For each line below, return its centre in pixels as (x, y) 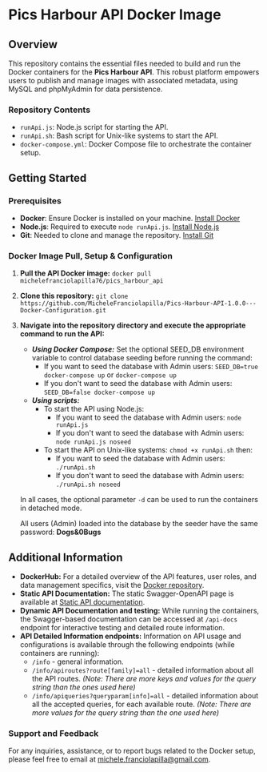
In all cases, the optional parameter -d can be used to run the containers (139, 500)
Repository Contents (49, 110)
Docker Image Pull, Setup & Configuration (91, 255)
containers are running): (60, 653)
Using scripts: (56, 400)
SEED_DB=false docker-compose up (100, 393)
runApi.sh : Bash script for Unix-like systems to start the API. (119, 136)
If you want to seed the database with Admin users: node (149, 417)
